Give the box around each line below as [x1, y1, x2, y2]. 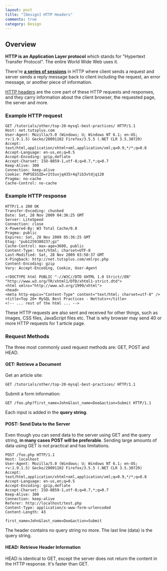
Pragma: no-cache [5, 177, 42, 182]
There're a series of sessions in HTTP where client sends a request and [5, 68, 154, 74]
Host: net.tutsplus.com [5, 128, 55, 133]
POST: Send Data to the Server [5, 421, 70, 427]
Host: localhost [5, 457, 39, 462]
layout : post [5, 7, 33, 13]
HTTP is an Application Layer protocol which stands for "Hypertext [5, 53, 145, 59]
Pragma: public [5, 230, 37, 235]
